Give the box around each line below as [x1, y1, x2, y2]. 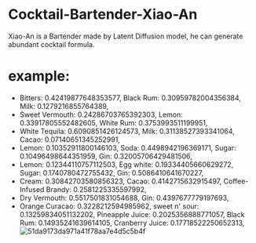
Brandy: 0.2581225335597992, [46, 184, 147, 194]
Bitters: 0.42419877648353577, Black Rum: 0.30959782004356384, [19, 92, 242, 103]
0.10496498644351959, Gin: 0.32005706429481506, [19, 151, 192, 161]
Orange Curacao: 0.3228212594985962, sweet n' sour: [19, 201, 199, 211]
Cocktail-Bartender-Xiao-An [8, 5, 198, 24]
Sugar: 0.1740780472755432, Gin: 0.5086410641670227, [19, 168, 204, 177]
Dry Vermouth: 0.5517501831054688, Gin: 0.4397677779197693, [19, 193, 229, 202]
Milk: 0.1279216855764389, [19, 101, 109, 111]
